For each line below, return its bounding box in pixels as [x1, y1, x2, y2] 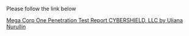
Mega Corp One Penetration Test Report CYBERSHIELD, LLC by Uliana [6, 17, 183, 23]
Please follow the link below [6, 5, 76, 12]
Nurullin [6, 23, 26, 30]
